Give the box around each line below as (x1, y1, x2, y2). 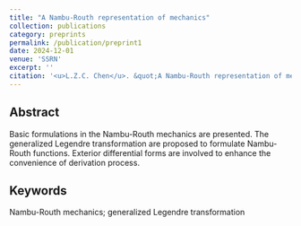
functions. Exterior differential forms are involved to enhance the (32, 147, 271, 158)
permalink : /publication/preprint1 (9, 38, 142, 48)
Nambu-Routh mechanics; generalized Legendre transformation (9, 207, 245, 218)
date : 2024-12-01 (9, 47, 74, 56)
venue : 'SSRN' (9, 55, 63, 64)
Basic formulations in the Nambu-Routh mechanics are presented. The (9, 128, 270, 139)
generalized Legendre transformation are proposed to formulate (9, 138, 245, 149)
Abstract (9, 105, 60, 120)
